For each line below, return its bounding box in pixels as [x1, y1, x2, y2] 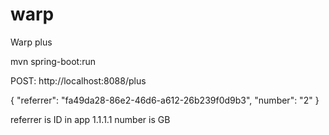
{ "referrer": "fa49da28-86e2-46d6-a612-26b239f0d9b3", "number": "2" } [10, 94, 320, 106]
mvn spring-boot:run [10, 55, 96, 67]
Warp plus [10, 36, 53, 48]
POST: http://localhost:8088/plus [10, 74, 147, 87]
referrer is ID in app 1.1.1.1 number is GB [10, 113, 171, 125]
